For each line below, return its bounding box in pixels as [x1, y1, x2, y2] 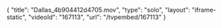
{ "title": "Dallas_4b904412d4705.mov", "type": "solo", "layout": [6, 6, 191, 14]
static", [6, 13, 27, 21]
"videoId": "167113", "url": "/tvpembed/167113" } [28, 13, 166, 21]
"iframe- [192, 6, 216, 14]
